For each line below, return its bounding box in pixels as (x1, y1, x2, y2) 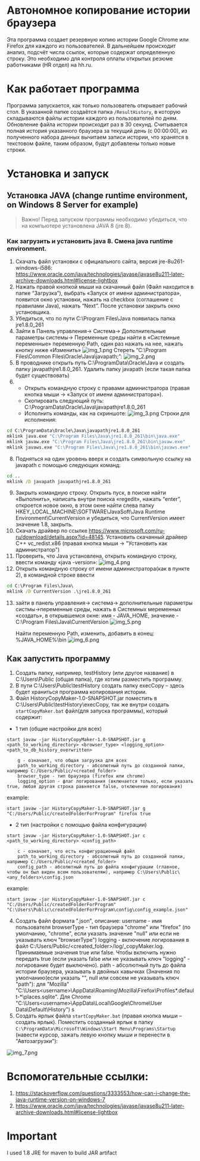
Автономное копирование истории (7, 4, 191, 17)
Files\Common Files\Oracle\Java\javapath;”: (15, 353, 123, 360)
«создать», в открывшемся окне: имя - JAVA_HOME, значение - (15, 612, 179, 620)
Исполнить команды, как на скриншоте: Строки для (24, 410, 190, 417)
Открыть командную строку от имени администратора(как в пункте (15, 565, 190, 572)
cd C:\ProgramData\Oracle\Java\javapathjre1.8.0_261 (7, 428, 140, 434)
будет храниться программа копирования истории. (15, 688, 148, 695)
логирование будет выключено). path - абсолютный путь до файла (15, 961, 186, 969)
